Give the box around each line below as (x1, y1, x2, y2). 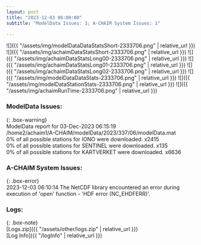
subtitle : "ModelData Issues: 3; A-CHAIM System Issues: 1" (6, 20, 161, 26)
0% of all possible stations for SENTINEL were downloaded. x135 (6, 142, 168, 149)
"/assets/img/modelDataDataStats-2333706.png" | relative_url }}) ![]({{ (14, 74, 190, 82)
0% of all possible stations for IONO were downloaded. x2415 (6, 135, 159, 143)
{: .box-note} (6, 219, 38, 226)
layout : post (6, 8, 39, 15)
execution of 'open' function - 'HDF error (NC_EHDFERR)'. (6, 190, 151, 197)
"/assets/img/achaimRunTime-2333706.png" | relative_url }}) (6, 87, 158, 95)
